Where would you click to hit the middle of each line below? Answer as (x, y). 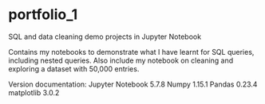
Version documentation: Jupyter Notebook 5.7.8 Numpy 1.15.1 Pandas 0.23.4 (133, 84)
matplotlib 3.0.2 (34, 92)
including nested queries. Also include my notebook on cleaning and (121, 60)
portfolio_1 (43, 15)
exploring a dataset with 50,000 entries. (74, 68)
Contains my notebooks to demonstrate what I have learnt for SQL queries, (131, 52)
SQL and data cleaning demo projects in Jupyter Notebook (105, 37)
